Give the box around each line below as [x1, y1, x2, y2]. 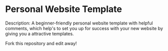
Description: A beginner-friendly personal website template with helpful [5, 20, 153, 26]
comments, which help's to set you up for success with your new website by [5, 25, 163, 31]
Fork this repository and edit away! [5, 40, 77, 46]
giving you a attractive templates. [5, 30, 74, 36]
